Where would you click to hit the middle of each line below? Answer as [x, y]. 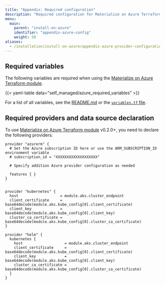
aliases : [14, 42]
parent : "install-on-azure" [42, 28]
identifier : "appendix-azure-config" [53, 33]
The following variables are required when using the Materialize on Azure [79, 78]
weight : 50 [25, 37]
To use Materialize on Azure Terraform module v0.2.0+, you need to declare [82, 130]
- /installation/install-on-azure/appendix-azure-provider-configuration [86, 46]
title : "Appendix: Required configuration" [50, 10]
